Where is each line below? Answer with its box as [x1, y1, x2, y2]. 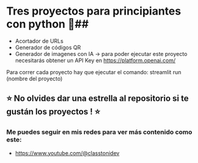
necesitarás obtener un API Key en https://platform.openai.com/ [15, 57, 175, 64]
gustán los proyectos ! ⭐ [6, 106, 101, 117]
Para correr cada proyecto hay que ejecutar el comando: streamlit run [6, 68, 182, 75]
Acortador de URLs [15, 37, 64, 44]
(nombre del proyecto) [6, 75, 63, 82]
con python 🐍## [6, 17, 89, 31]
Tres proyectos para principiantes [6, 4, 182, 18]
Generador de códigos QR [15, 44, 81, 51]
